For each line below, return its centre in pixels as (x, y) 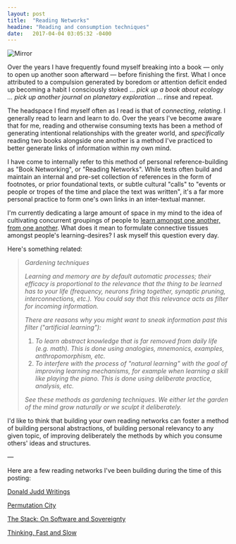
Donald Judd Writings (39, 492)
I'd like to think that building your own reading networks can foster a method (118, 421)
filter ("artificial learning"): (63, 328)
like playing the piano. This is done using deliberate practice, (124, 378)
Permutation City (32, 505)
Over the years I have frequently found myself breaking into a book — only (116, 67)
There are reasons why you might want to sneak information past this (126, 320)
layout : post (26, 14)
